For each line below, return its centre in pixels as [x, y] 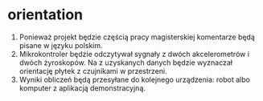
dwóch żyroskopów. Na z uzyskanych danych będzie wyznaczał [125, 63]
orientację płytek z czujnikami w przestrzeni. [93, 71]
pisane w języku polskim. [61, 45]
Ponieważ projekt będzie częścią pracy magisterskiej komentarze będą [137, 37]
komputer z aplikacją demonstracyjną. [82, 88]
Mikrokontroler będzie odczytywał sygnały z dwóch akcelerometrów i [134, 54]
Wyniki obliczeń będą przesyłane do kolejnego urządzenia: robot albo [135, 79]
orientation [45, 15]
